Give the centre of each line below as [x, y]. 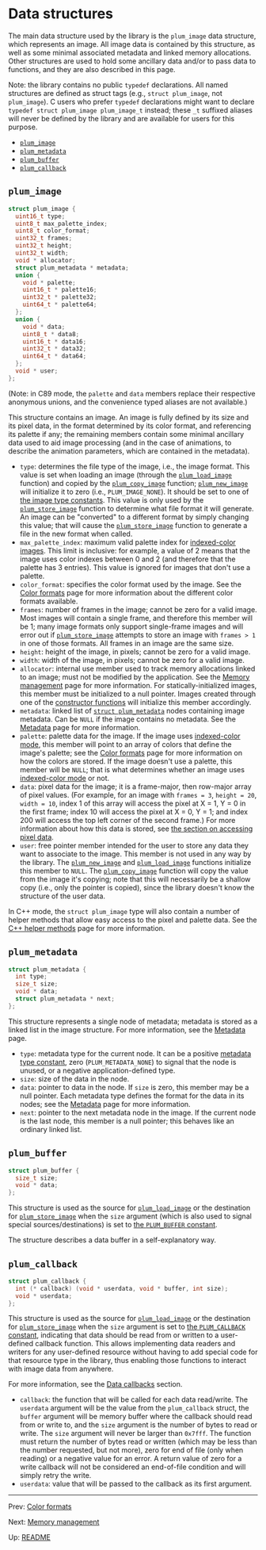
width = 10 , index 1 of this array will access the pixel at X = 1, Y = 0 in [133, 803]
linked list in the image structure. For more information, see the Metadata [127, 1030]
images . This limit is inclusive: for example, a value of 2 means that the [135, 550]
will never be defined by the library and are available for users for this [122, 118]
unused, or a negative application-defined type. [97, 1070]
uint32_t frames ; [44, 239]
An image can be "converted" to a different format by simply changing [134, 517]
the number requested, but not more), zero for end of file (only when [131, 1450]
